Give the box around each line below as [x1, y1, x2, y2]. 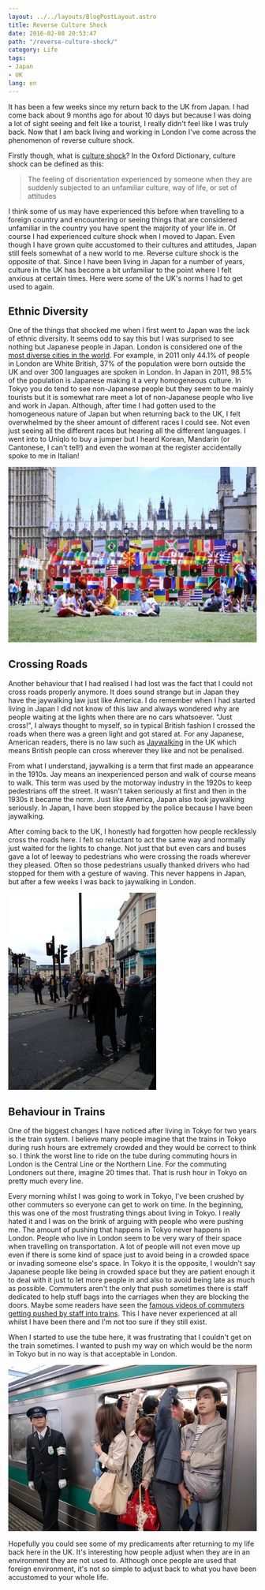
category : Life [8, 46, 58, 54]
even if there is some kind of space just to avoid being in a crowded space [8, 1250, 250, 1260]
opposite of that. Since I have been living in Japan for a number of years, [8, 256, 245, 266]
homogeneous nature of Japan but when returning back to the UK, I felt [8, 409, 241, 419]
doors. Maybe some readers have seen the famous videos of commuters [8, 1301, 244, 1310]
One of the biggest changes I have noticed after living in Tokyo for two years [8, 1126, 257, 1136]
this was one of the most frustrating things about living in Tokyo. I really [8, 1208, 241, 1218]
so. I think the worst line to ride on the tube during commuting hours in [8, 1151, 237, 1161]
